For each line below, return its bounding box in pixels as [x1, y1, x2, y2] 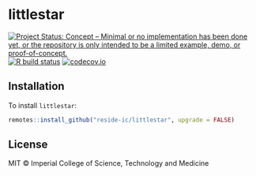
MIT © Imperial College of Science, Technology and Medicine [8, 159, 209, 168]
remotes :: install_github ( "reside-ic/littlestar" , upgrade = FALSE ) [8, 116, 235, 124]
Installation [8, 80, 65, 93]
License [8, 138, 48, 152]
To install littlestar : [8, 100, 77, 110]
